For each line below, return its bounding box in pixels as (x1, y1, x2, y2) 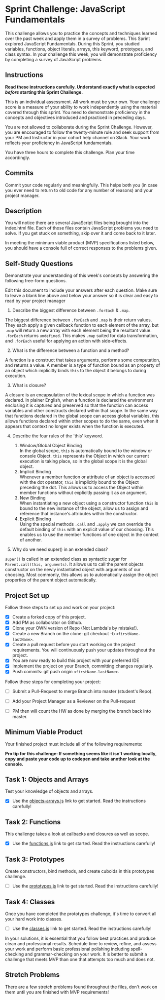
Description (5, 206, 42, 215)
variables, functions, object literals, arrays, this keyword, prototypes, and (5, 46, 153, 52)
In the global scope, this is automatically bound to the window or (19, 448, 152, 454)
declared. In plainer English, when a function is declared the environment (5, 397, 154, 403)
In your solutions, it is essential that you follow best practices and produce (5, 935, 156, 941)
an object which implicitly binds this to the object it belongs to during (5, 368, 147, 374)
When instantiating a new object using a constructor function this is (19, 500, 159, 506)
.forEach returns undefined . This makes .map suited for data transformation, (5, 333, 159, 339)
